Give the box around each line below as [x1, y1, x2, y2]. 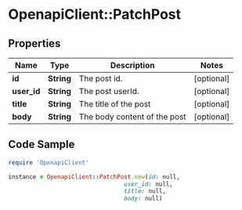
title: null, [124, 187, 167, 195]
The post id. [78, 73, 123, 84]
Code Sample [8, 138, 75, 151]
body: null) [124, 194, 163, 203]
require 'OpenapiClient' [8, 158, 89, 166]
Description [110, 60, 155, 71]
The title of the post [78, 99, 151, 109]
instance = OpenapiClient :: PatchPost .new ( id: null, [8, 172, 180, 181]
